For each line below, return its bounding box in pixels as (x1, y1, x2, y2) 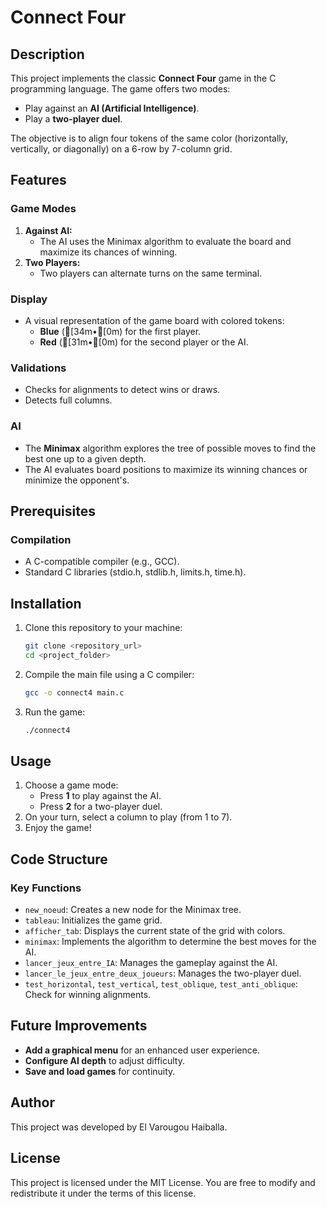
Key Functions (10, 881, 82, 895)
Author (10, 1094, 55, 1111)
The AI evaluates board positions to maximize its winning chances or (24, 463, 308, 475)
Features (10, 172, 67, 189)
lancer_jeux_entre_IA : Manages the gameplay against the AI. (24, 957, 278, 969)
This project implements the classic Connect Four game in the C (10, 72, 277, 84)
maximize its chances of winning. (39, 246, 178, 258)
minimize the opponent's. (24, 474, 130, 486)
